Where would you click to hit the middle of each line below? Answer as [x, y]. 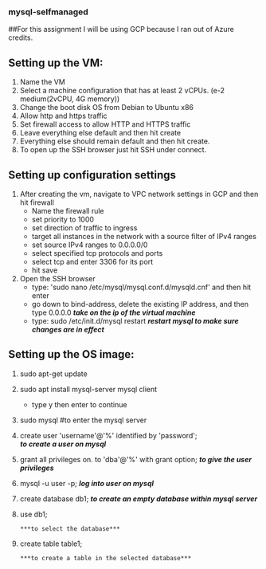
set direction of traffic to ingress [84, 228]
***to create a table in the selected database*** [106, 558]
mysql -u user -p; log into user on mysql [86, 483]
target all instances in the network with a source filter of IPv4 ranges [144, 236]
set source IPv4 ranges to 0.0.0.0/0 [90, 245]
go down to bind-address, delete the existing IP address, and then [140, 304]
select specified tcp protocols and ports [97, 253]
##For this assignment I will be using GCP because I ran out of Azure [121, 29]
